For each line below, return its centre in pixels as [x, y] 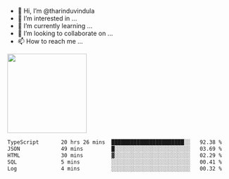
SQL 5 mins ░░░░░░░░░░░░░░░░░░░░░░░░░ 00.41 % [114, 162]
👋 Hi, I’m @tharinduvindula [56, 11]
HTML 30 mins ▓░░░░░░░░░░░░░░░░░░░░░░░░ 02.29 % [114, 155]
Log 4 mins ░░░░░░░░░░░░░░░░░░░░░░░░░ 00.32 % [114, 168]
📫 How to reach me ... [50, 41]
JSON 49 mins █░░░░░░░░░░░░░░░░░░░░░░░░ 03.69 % [114, 149]
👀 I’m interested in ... [47, 18]
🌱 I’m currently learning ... [55, 26]
